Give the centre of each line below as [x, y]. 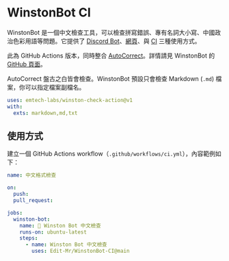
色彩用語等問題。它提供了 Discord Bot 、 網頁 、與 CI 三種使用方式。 [107, 41]
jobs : [15, 213]
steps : [29, 238]
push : [21, 194]
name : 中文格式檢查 [32, 175]
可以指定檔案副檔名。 [55, 87]
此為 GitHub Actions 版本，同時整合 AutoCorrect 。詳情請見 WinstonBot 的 [111, 55]
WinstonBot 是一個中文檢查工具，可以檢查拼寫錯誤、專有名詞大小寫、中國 [111, 32]
